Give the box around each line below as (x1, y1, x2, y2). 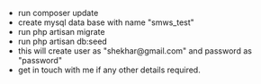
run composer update (17, 8, 99, 18)
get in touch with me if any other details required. (17, 64, 201, 75)
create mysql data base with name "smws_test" (17, 17, 195, 28)
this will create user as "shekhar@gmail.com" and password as (17, 46, 252, 56)
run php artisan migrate (17, 27, 105, 37)
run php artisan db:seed (17, 36, 108, 46)
